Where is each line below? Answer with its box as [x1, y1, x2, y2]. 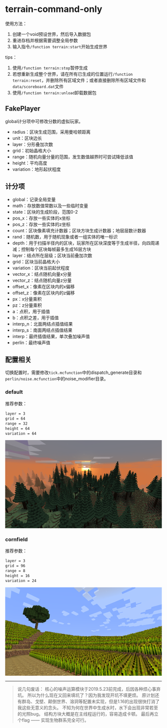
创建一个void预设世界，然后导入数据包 [12, 31, 91, 37]
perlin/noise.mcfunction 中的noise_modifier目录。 [5, 376, 108, 382]
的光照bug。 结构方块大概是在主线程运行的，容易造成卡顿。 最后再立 [17, 711, 159, 717]
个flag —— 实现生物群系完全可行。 [17, 717, 89, 723]
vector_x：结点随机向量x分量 [12, 271, 72, 277]
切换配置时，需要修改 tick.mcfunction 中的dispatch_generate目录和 [5, 369, 142, 375]
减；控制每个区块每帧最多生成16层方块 [12, 246, 91, 252]
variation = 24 [5, 579, 37, 584]
